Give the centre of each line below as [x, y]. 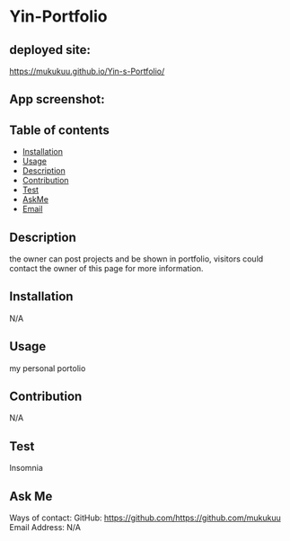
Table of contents [59, 130]
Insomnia [26, 468]
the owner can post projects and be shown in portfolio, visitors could [136, 259]
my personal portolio [48, 368]
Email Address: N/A [45, 528]
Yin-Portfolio [58, 17]
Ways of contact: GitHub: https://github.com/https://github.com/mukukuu [145, 518]
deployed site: [50, 50]
